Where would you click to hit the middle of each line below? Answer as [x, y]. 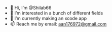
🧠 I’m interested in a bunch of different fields [57, 13]
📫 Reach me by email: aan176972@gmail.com [58, 24]
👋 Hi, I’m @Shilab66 [31, 8]
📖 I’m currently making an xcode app [48, 18]
